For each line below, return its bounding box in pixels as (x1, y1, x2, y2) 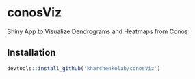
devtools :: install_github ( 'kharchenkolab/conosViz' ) (7, 65, 161, 72)
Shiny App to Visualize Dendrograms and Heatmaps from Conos (7, 27, 188, 35)
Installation (7, 47, 56, 59)
